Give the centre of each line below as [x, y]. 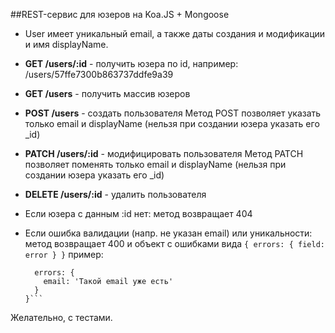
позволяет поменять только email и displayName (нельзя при [155, 164]
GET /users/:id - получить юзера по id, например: [131, 63]
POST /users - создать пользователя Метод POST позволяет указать [173, 113]
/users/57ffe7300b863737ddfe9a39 [99, 74]
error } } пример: [64, 254]
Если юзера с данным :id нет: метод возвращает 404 [138, 213]
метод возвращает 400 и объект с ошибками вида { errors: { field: [174, 243]
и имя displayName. [66, 44]
